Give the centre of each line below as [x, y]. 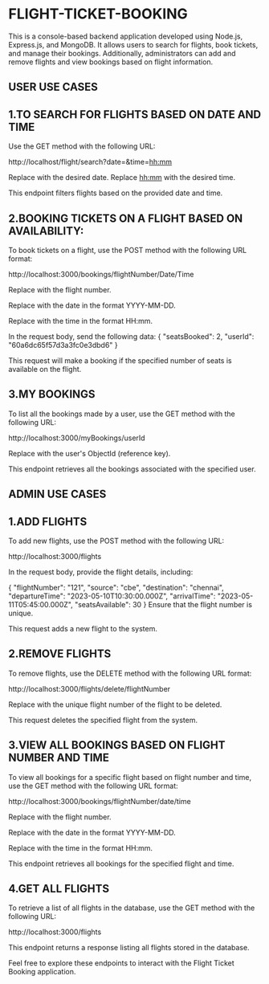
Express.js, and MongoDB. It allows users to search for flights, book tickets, [133, 44]
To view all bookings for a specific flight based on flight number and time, [130, 777]
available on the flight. [45, 369]
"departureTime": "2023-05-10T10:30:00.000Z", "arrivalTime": [112, 596]
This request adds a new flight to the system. [83, 628]
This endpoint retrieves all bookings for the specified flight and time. [121, 864]
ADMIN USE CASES [57, 494]
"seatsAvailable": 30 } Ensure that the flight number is [164, 604]
